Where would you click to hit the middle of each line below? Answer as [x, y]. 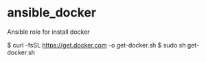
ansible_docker [52, 13]
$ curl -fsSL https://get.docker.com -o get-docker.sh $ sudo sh [96, 45]
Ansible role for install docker [49, 32]
